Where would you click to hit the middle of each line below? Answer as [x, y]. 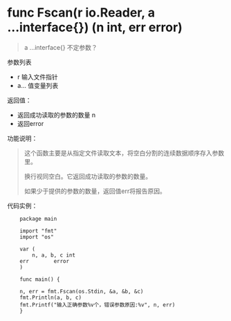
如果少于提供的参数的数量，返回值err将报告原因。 [95, 191]
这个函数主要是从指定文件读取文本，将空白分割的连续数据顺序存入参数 [124, 153]
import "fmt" [38, 231]
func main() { [40, 279]
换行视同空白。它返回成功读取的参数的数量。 [88, 176]
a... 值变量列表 [38, 85]
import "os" [37, 237]
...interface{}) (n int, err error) [95, 27]
